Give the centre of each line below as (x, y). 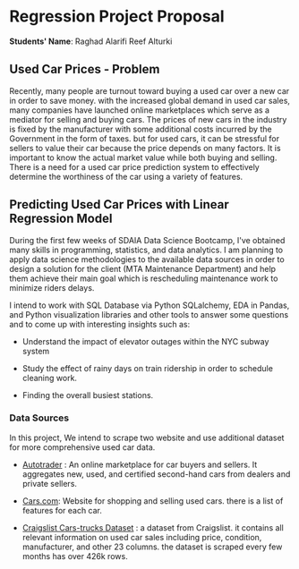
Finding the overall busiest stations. (88, 395)
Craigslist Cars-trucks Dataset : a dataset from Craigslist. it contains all (153, 527)
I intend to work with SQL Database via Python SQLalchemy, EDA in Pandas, (149, 305)
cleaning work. (50, 378)
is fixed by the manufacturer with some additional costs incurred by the (141, 129)
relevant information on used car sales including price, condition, (142, 537)
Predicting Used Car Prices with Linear (120, 204)
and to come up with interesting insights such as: (100, 324)
